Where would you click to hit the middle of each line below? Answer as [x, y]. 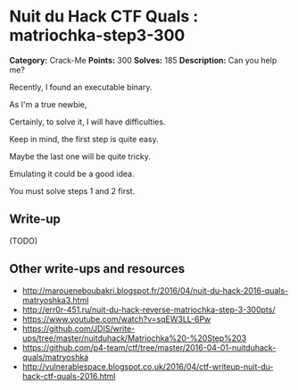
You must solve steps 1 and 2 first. [72, 191]
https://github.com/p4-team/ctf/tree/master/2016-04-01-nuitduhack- [149, 347]
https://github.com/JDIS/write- [79, 328]
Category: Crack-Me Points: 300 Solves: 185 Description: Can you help [143, 60]
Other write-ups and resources [97, 269]
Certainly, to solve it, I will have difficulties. [87, 122]
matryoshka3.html [55, 300]
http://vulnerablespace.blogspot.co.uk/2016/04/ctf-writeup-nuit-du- [148, 366]
